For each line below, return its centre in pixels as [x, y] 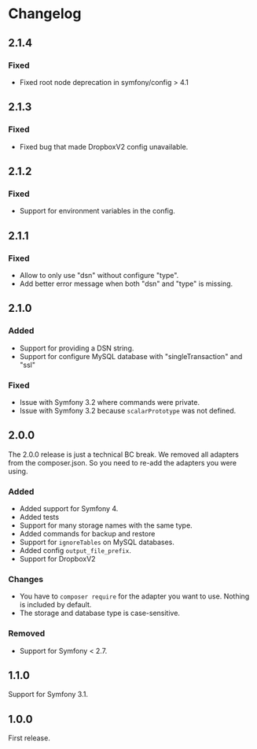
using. [18, 471]
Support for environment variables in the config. [97, 211]
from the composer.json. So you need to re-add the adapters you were [123, 462]
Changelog [45, 14]
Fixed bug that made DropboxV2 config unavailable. [104, 146]
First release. [29, 738]
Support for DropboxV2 [57, 559]
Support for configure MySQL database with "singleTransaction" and [131, 356]
